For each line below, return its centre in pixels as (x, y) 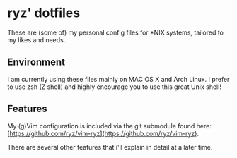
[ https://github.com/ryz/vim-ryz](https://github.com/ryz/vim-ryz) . (103, 133)
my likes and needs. (36, 39)
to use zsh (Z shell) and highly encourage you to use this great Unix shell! (114, 87)
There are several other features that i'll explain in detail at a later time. (110, 147)
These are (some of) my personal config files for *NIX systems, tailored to (116, 32)
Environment (36, 62)
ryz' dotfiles (44, 13)
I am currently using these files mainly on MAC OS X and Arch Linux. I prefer (118, 79)
